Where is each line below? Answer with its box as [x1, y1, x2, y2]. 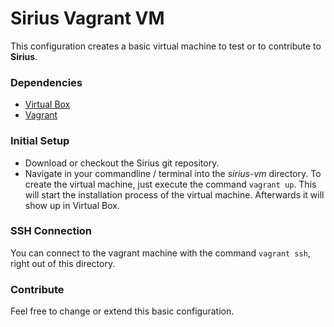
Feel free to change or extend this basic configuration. [10, 305, 235, 317]
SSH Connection [10, 224, 93, 238]
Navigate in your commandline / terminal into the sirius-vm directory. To [24, 167, 322, 179]
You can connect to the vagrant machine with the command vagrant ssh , [10, 247, 311, 259]
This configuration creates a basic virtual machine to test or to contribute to [10, 40, 322, 52]
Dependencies [10, 75, 83, 89]
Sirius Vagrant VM [10, 7, 165, 30]
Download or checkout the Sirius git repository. [24, 157, 220, 169]
